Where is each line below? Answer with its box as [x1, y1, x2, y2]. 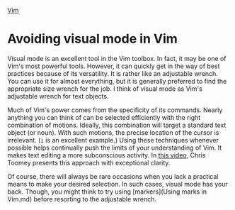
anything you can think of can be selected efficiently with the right [7, 113, 201, 121]
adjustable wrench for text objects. [7, 92, 109, 100]
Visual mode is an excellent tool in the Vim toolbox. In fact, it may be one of [7, 54, 227, 62]
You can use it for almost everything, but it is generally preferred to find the [7, 77, 227, 85]
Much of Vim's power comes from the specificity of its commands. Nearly [7, 106, 223, 114]
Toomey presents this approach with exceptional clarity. [7, 158, 171, 167]
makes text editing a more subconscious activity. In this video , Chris [7, 150, 206, 159]
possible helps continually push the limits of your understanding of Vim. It [7, 143, 222, 152]
